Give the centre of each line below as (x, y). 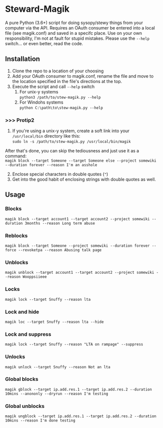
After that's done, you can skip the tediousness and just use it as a (72, 151)
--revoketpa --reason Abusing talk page (60, 250)
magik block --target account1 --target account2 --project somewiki (78, 219)
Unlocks (15, 357)
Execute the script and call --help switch (53, 86)
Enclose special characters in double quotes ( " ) (60, 174)
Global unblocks (25, 406)
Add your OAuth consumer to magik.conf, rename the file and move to (83, 76)
